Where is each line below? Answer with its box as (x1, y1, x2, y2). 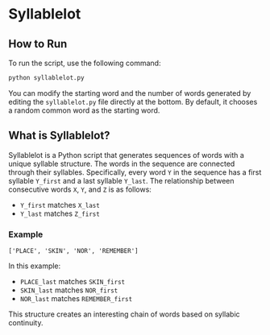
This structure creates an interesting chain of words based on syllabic (8, 309, 240, 319)
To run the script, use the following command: (8, 58, 161, 68)
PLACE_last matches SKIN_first (19, 276, 126, 286)
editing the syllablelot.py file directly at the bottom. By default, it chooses (8, 97, 258, 106)
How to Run (8, 37, 68, 51)
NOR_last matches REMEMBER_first (19, 293, 133, 303)
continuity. (8, 317, 44, 327)
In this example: (8, 261, 61, 271)
